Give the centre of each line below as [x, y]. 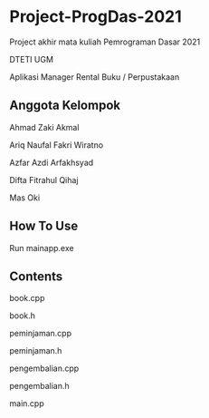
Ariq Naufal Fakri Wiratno [57, 145]
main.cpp [27, 403]
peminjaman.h [36, 351]
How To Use [44, 226]
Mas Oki [25, 198]
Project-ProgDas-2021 [96, 17]
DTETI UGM [32, 59]
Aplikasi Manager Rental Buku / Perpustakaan [95, 77]
